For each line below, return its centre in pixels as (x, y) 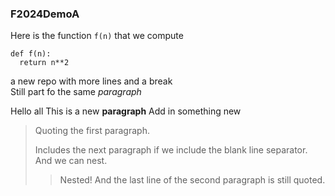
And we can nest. (71, 161)
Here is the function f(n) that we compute (97, 36)
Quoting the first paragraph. (92, 131)
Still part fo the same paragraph (76, 92)
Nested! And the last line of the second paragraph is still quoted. (192, 180)
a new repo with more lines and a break (91, 81)
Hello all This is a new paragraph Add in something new (126, 111)
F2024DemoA (45, 14)
